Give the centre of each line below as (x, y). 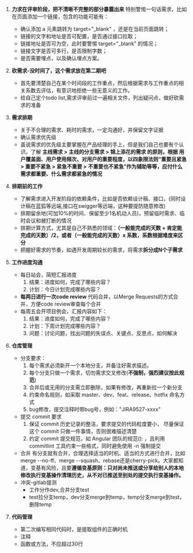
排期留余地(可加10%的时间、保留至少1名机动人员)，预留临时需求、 (100, 213)
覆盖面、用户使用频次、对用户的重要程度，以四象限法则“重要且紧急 (106, 159)
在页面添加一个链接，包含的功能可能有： (60, 16)
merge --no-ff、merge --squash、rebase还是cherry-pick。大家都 (99, 461)
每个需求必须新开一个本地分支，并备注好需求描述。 (90, 365)
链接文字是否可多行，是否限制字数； (64, 51)
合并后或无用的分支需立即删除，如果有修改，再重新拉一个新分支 (106, 387)
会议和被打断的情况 (48, 221)
